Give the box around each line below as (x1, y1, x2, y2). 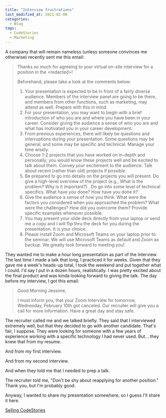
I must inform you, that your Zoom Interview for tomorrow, (17, 297, 136, 303)
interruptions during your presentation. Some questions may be (24, 136, 155, 142)
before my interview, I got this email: (5, 278, 79, 284)
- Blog (9, 21, 23, 26)
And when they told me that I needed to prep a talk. (5, 367, 110, 374)
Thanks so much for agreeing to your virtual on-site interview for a (17, 63, 154, 70)
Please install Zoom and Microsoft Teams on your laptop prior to (24, 231, 156, 237)
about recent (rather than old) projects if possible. (24, 167, 127, 173)
